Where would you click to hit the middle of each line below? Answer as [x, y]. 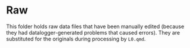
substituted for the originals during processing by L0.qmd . [76, 39]
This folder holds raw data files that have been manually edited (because [95, 26]
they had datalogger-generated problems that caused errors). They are [93, 32]
